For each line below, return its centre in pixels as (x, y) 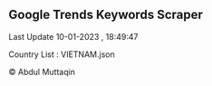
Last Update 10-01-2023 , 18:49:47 (73, 36)
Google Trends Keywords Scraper (106, 15)
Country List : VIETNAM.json (62, 54)
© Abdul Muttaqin (42, 72)
